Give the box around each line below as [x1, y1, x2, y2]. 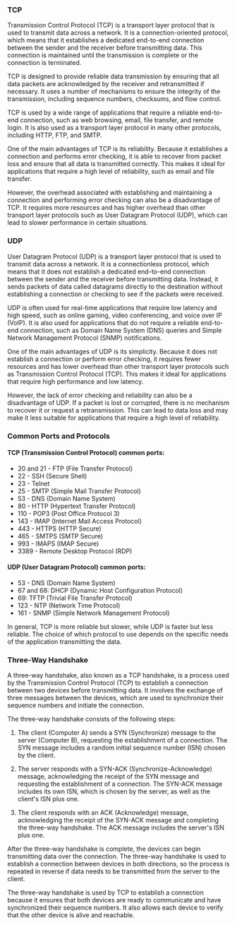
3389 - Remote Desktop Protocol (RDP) [17, 546, 133, 555]
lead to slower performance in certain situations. [7, 218, 148, 227]
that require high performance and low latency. [7, 377, 144, 386]
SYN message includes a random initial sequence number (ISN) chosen [17, 743, 226, 752]
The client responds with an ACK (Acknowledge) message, [17, 808, 189, 817]
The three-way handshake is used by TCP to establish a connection [7, 888, 205, 897]
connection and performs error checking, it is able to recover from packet [7, 152, 221, 160]
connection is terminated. [7, 59, 82, 67]
